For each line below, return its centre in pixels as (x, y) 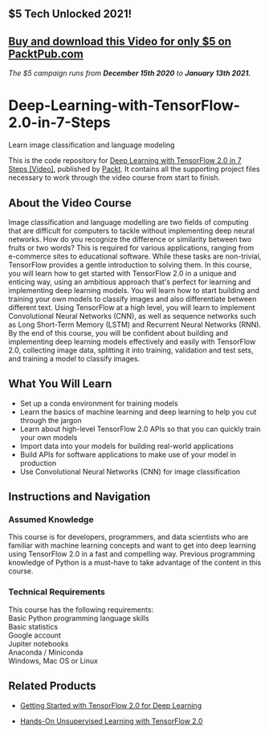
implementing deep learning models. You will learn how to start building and (134, 290)
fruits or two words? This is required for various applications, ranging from (131, 247)
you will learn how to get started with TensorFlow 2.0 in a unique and (122, 273)
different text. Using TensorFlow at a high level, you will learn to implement (132, 307)
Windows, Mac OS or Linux (53, 661)
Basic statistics (33, 626)
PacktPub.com (46, 53)
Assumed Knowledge (51, 520)
